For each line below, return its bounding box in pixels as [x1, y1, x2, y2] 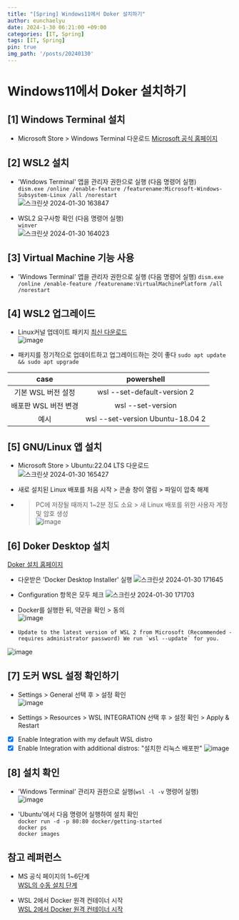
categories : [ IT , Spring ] [7, 30, 84, 38]
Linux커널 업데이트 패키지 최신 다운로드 [17, 328, 128, 336]
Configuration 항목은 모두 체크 [17, 590, 104, 599]
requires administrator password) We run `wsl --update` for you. [17, 635, 220, 642]
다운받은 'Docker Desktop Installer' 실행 [17, 575, 133, 584]
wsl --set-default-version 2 [97, 387, 195, 397]
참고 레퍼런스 [7, 851, 62, 864]
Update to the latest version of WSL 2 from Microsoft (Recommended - [17, 629, 233, 636]
